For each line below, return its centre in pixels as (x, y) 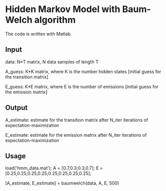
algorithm (55, 20)
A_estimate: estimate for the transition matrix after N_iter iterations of (77, 120)
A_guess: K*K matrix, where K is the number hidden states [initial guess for (83, 71)
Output (16, 108)
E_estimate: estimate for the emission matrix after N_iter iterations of (76, 135)
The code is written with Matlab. (38, 34)
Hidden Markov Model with (63, 9)
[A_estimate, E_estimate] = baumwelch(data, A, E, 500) (62, 183)
